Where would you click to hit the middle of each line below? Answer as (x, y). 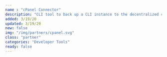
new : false (16, 28)
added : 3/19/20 (21, 19)
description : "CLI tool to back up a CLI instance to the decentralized (82, 14)
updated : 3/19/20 (23, 24)
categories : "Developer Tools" (38, 42)
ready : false (19, 47)
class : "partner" (23, 38)
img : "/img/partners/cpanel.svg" (40, 33)
